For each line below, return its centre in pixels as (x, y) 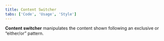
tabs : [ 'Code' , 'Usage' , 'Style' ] (41, 14)
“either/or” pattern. (24, 33)
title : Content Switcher (31, 10)
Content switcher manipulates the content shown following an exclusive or (82, 28)
